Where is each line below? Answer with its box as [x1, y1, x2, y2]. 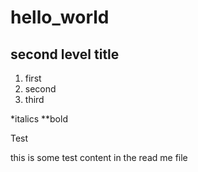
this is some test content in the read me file [10, 152, 188, 163]
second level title [10, 46, 120, 63]
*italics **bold [10, 113, 68, 125]
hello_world [10, 6, 110, 29]
